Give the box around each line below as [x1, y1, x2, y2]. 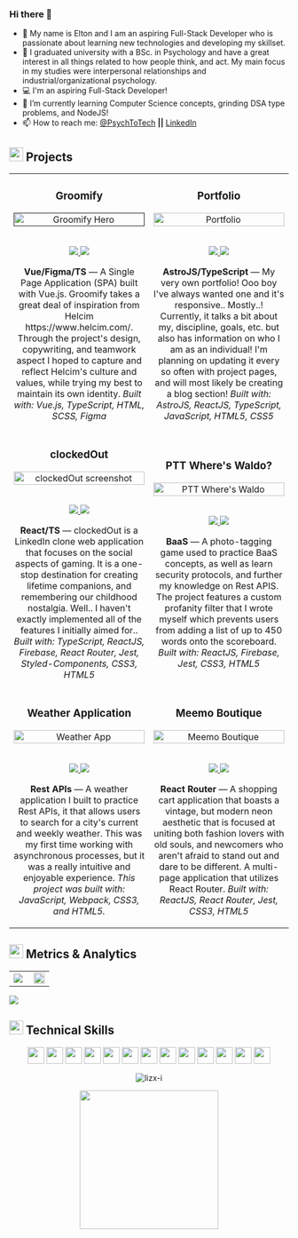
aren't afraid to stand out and [158, 849, 279, 861]
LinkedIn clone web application [14, 535, 145, 547]
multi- [252, 861, 279, 873]
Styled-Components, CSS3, [20, 657, 137, 670]
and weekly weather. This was [16, 827, 143, 839]
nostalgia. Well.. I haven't [27, 601, 131, 614]
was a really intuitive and [27, 861, 131, 873]
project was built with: [33, 883, 126, 895]
